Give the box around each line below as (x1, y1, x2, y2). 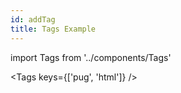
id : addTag (10, 14, 56, 25)
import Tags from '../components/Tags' (10, 51, 172, 63)
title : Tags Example (10, 24, 97, 34)
